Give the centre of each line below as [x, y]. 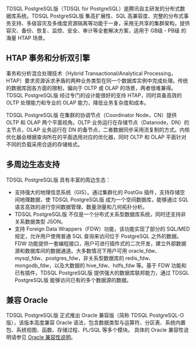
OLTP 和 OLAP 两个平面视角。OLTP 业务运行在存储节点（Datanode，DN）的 [98, 122]
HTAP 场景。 [33, 38]
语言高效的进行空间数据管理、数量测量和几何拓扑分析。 [81, 207]
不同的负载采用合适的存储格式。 [44, 144]
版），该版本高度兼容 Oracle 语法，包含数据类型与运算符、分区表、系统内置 [96, 323]
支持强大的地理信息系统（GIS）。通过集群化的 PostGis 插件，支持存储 [97, 192]
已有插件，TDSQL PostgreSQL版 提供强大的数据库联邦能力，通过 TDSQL [102, 273]
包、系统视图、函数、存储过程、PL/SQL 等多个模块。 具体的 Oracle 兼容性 [95, 330]
